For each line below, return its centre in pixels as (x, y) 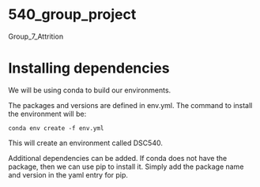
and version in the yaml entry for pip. (68, 174)
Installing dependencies (89, 68)
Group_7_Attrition (36, 36)
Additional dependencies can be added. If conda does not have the (118, 158)
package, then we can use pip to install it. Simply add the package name (126, 166)
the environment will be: (47, 114)
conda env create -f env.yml (56, 128)
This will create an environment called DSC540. (86, 143)
